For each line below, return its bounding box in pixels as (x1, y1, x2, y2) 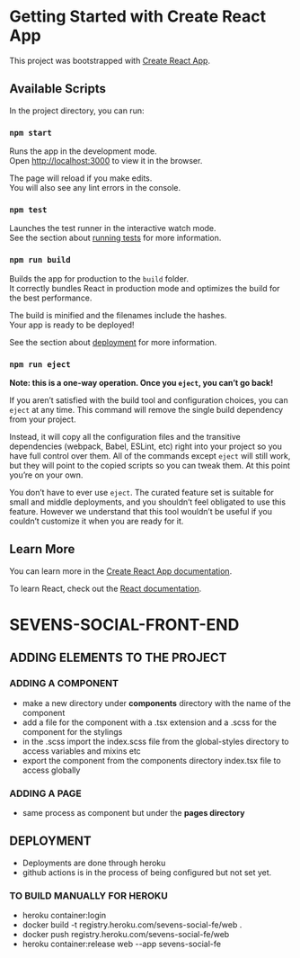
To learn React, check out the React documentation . (9, 583, 202, 594)
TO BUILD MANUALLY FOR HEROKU (9, 889, 168, 901)
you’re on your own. (9, 470, 84, 480)
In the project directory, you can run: (9, 105, 145, 116)
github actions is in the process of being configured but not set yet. (22, 866, 272, 878)
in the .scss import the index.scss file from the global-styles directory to (22, 736, 289, 747)
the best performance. (9, 292, 93, 303)
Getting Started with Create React (9, 6, 267, 27)
